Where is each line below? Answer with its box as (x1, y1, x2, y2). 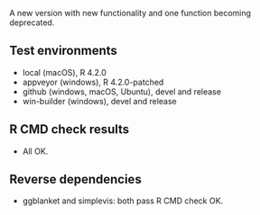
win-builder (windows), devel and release (22, 95, 178, 106)
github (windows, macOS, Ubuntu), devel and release (22, 85, 221, 97)
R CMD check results (9, 121, 130, 138)
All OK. (22, 146, 49, 157)
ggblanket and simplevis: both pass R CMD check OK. (22, 195, 224, 206)
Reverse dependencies (9, 172, 142, 187)
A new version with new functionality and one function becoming (9, 8, 251, 18)
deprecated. (9, 17, 55, 28)
